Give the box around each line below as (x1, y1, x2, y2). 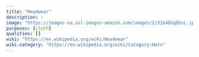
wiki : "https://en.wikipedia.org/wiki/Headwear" (6, 36, 129, 42)
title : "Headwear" (6, 8, 52, 15)
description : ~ (6, 14, 44, 20)
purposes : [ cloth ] (6, 25, 52, 31)
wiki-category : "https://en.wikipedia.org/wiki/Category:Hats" (6, 42, 166, 48)
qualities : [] (6, 31, 41, 37)
